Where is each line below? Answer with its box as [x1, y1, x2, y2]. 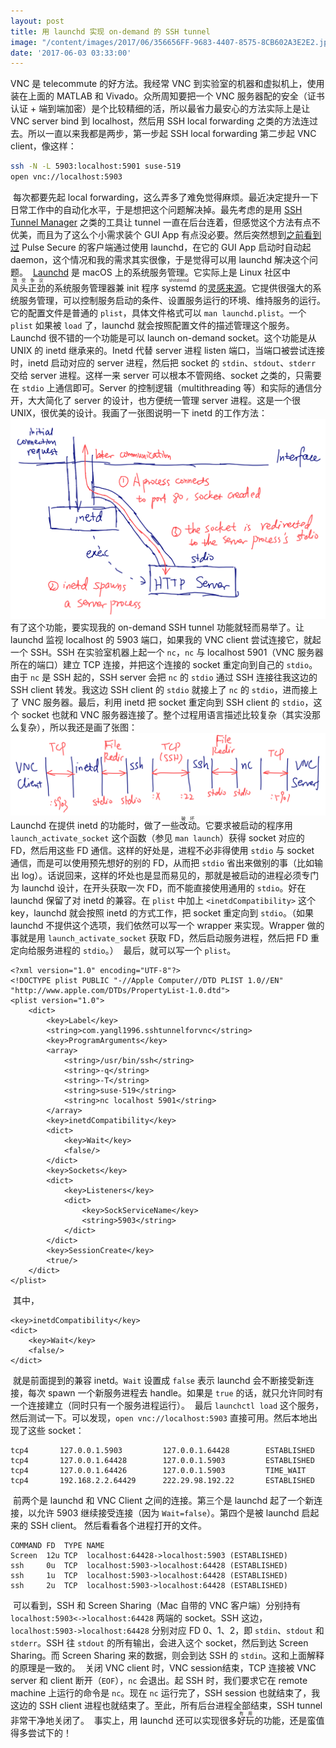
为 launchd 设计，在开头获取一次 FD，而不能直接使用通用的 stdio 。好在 [10, 882, 307, 894]
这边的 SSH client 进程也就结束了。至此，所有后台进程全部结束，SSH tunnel [10, 1700, 323, 1712]
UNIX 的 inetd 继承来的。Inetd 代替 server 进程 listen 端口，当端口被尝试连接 [10, 345, 325, 356]
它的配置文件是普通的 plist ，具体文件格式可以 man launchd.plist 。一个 [10, 307, 307, 319]
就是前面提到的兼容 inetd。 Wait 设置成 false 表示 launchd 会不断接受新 [12, 1375, 306, 1387]
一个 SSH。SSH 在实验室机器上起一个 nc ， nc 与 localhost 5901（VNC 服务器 [10, 646, 324, 659]
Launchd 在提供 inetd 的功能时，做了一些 [10, 820, 180, 832]
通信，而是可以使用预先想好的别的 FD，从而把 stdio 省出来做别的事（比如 [10, 857, 315, 869]
